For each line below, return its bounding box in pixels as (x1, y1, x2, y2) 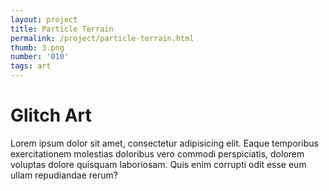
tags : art (10, 61, 52, 71)
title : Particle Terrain (10, 24, 114, 34)
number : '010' (10, 52, 70, 62)
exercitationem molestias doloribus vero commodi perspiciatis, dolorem (10, 147, 305, 160)
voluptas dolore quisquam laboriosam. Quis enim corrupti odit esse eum (10, 158, 307, 170)
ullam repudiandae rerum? (10, 169, 118, 181)
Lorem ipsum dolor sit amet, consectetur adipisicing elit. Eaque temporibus (10, 137, 319, 149)
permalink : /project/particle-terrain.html (10, 33, 195, 43)
